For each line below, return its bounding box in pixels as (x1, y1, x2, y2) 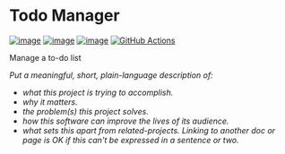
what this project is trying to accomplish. (22, 87, 174, 98)
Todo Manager (9, 5, 120, 26)
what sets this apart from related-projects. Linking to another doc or (22, 124, 276, 135)
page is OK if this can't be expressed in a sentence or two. (22, 134, 239, 145)
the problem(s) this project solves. (22, 106, 150, 116)
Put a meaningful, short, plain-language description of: (9, 69, 213, 81)
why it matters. (22, 96, 78, 107)
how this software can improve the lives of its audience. (22, 115, 229, 126)
